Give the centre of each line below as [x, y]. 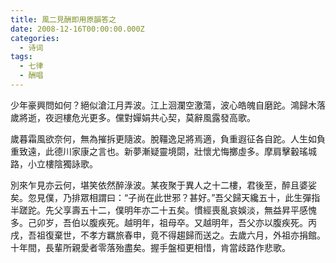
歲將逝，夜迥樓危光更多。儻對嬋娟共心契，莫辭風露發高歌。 [133, 117]
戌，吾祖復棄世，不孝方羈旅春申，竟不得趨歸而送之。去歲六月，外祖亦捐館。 [168, 235]
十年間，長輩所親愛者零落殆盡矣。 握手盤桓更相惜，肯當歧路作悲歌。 [150, 247]
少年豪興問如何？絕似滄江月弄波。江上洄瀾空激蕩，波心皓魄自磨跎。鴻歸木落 [168, 105]
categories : [35, 38]
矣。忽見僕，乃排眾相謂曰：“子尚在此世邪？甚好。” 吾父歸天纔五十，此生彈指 [165, 197]
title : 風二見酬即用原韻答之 [63, 19]
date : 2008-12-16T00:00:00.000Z [77, 29]
